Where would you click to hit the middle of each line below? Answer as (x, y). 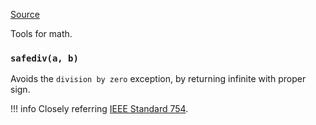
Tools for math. (41, 33)
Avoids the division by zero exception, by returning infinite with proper (158, 79)
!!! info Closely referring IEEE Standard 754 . (99, 109)
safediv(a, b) (44, 58)
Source (25, 14)
